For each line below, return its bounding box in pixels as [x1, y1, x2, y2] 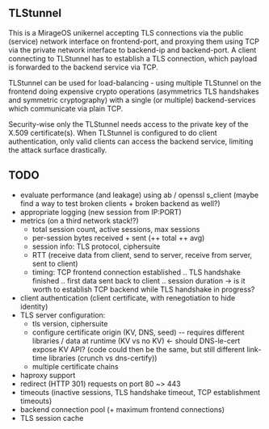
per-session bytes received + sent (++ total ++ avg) [32, 233, 205, 242]
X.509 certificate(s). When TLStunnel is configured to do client [8, 128, 217, 137]
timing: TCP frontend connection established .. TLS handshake [32, 267, 241, 277]
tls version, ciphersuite [32, 318, 108, 328]
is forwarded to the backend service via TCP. [8, 62, 159, 72]
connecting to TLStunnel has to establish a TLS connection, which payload [8, 53, 258, 63]
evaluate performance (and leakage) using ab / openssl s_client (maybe [19, 190, 259, 200]
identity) [19, 301, 48, 311]
